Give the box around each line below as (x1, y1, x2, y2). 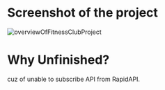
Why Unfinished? (7, 52, 110, 68)
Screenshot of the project (7, 5, 159, 21)
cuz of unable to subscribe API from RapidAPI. (7, 75, 141, 83)
